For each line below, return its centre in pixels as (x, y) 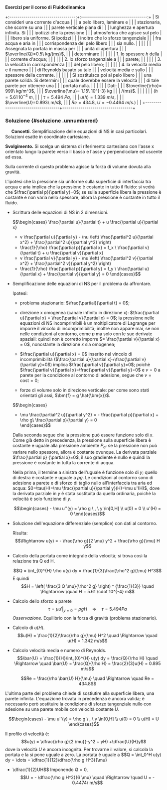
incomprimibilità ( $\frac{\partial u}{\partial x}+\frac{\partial (80, 359)
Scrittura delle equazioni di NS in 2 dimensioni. (60, 212)
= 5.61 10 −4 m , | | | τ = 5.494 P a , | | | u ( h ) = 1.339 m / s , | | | (65, 97)
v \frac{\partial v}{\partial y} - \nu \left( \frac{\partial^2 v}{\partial (86, 258)
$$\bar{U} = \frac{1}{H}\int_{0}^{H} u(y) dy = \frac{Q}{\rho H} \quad (87, 658)
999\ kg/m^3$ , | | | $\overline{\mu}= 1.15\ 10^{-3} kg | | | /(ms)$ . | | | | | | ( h (82, 91)
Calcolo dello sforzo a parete (42, 601)
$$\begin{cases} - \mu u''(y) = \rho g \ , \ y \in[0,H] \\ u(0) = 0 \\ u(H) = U (84, 719)
